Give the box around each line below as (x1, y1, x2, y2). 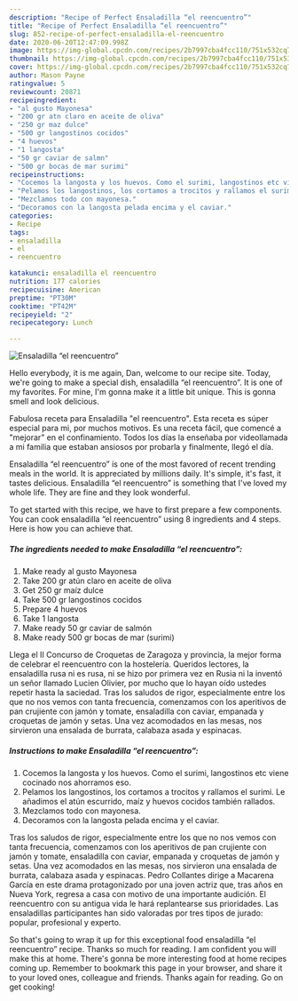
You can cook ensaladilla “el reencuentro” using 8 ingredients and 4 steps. (9, 514, 282, 525)
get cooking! (9, 981, 56, 992)
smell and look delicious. (9, 396, 99, 407)
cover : (9, 63, 34, 72)
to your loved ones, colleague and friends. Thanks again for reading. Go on (9, 973, 284, 983)
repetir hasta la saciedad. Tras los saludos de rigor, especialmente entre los (9, 687, 286, 698)
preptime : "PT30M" (9, 293, 77, 302)
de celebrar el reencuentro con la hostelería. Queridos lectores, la (9, 659, 250, 669)
